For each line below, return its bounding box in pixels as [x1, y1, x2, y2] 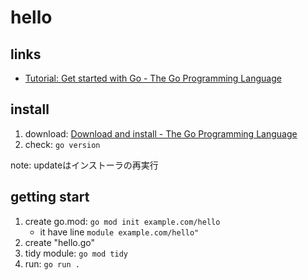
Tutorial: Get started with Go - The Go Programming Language [24, 72, 282, 84]
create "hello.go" [24, 236, 96, 248]
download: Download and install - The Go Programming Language [24, 127, 298, 140]
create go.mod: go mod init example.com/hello [24, 215, 221, 227]
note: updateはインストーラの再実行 [10, 159, 159, 171]
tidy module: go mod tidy [24, 247, 128, 259]
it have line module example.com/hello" [39, 226, 200, 238]
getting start [10, 189, 90, 206]
